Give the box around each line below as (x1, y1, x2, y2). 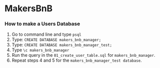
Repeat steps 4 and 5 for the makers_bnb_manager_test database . (11, 57, 142, 64)
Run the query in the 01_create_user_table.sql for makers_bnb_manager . (11, 52, 156, 58)
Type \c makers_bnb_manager (11, 47, 69, 53)
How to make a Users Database (4, 21, 80, 27)
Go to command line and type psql (11, 31, 82, 37)
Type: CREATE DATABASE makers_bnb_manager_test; (11, 42, 112, 48)
